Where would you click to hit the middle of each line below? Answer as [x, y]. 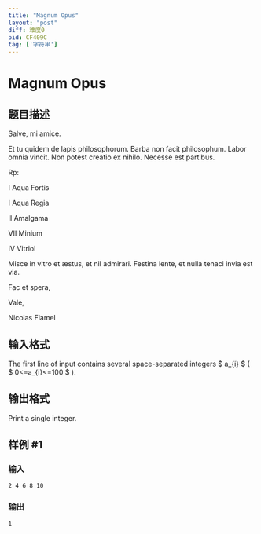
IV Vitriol [22, 249]
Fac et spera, [29, 287]
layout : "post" [33, 23]
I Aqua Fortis [29, 188]
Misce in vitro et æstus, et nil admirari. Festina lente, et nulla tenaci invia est [130, 264]
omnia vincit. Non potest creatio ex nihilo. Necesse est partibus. [112, 157]
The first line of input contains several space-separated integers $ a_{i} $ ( [129, 364]
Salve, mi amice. [35, 133]
